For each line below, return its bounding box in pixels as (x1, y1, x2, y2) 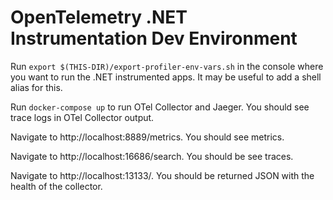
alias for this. (10, 81, 63, 93)
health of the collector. (10, 180, 103, 192)
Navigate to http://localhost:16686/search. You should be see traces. (10, 150, 294, 162)
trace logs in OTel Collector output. (10, 111, 155, 123)
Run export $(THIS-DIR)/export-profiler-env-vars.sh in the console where (10, 60, 324, 72)
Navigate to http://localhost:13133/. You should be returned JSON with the (10, 169, 315, 181)
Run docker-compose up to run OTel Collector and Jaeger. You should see (10, 101, 310, 113)
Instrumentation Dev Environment (10, 27, 298, 50)
